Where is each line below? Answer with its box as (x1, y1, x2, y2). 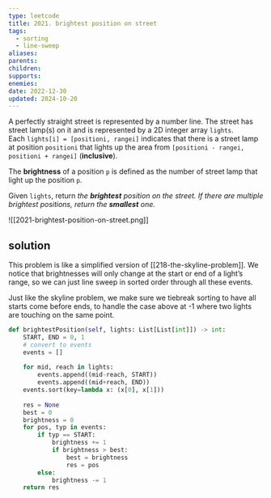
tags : (8, 27, 27, 35)
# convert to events (23, 340, 92, 348)
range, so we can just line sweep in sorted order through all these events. (8, 277, 253, 287)
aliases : (8, 49, 38, 57)
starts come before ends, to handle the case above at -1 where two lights (8, 302, 252, 311)
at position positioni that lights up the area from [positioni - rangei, (8, 142, 245, 152)
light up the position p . (8, 175, 83, 185)
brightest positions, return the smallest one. (8, 200, 155, 209)
